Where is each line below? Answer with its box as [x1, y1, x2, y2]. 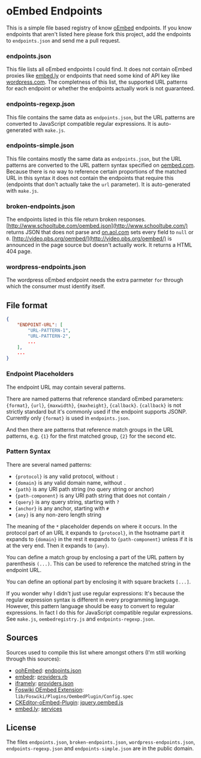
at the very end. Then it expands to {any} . [6, 542, 109, 549]
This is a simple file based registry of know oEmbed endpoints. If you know [6, 24, 192, 31]
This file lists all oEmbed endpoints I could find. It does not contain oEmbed [6, 66, 193, 73]
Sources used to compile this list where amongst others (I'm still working [6, 648, 186, 656]
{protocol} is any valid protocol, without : [14, 473, 119, 480]
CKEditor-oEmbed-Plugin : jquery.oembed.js [14, 698, 124, 706]
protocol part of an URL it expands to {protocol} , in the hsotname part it [6, 529, 185, 536]
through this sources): [6, 655, 61, 662]
